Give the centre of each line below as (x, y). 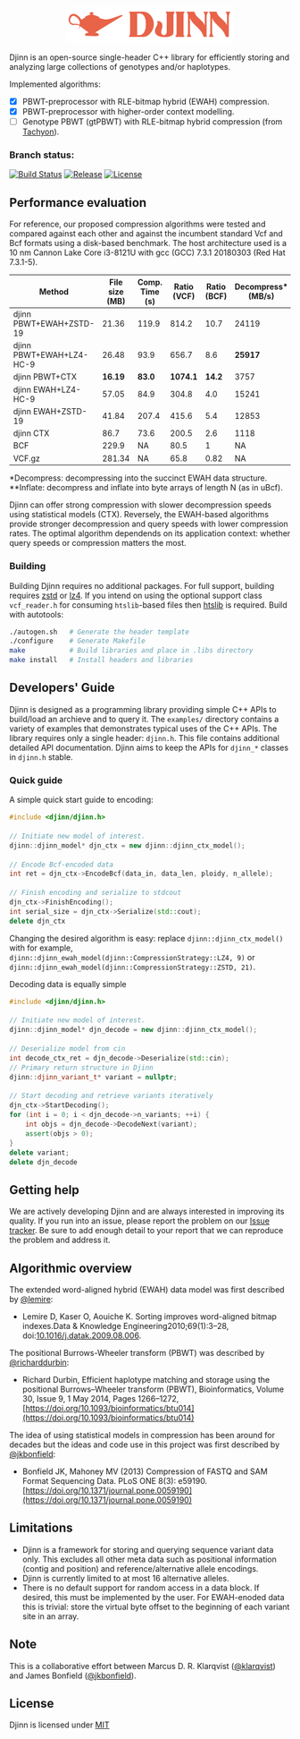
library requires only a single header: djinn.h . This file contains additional (144, 737)
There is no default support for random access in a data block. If (141, 1588)
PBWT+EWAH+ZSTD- (54, 323)
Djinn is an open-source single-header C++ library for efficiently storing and (150, 57)
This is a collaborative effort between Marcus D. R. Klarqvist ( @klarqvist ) (143, 1666)
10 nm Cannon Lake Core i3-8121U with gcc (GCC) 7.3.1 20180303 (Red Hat (147, 252)
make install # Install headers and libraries (101, 661)
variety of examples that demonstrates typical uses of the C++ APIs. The (143, 729)
